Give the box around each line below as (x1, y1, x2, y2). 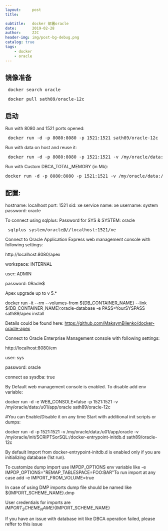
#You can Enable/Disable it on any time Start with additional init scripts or (5, 413, 156, 419)
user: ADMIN (5, 271, 31, 277)
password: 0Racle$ (5, 280, 45, 286)
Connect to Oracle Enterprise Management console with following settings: (5, 335, 160, 341)
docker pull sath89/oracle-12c (7, 96, 84, 102)
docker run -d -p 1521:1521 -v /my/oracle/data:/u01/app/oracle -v (5, 428, 139, 434)
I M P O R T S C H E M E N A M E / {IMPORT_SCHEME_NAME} (5, 504, 110, 512)
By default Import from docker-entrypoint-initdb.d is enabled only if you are (5, 449, 161, 455)
